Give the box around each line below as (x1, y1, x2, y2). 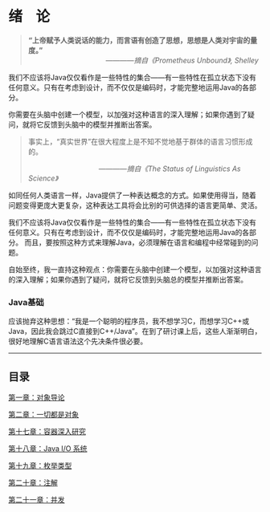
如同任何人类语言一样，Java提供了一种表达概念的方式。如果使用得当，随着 (8, 190, 257, 200)
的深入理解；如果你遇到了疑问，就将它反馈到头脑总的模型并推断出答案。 (8, 274, 247, 284)
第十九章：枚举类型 (8, 461, 72, 470)
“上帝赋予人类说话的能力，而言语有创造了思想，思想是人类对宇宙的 (27, 35, 251, 45)
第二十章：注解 (8, 478, 58, 488)
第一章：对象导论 (8, 392, 65, 402)
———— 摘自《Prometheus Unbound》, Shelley (105, 55, 259, 65)
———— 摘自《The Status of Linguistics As (98, 164, 241, 173)
